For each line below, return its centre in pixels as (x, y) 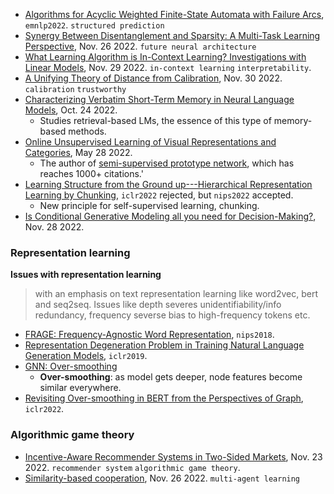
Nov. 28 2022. (54, 227)
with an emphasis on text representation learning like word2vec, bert (176, 294)
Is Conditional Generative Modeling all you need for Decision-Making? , (170, 216)
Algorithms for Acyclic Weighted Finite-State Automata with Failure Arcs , (174, 14)
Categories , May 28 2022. (78, 152)
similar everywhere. (80, 388)
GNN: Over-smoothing (71, 366)
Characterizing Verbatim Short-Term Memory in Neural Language (159, 99)
